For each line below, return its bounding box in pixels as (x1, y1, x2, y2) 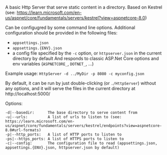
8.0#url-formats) (5, 127, 41, 132)
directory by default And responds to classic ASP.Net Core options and (12, 55, 159, 61)
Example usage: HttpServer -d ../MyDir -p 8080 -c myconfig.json (5, 70, 144, 76)
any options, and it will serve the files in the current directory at (5, 85, 136, 91)
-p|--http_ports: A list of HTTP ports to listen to (5, 132, 122, 137)
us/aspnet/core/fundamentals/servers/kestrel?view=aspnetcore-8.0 (5, 15, 145, 20)
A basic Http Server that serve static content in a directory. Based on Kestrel (5, 4, 162, 10)
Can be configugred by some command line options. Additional (5, 24, 135, 30)
